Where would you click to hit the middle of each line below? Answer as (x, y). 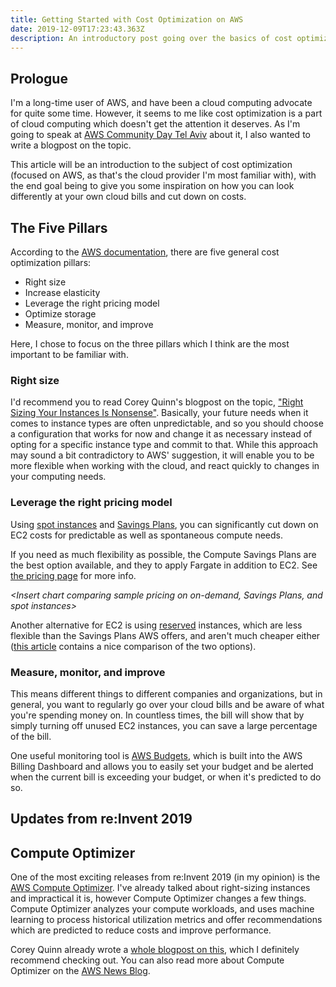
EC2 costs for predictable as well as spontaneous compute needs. (147, 535)
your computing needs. (58, 477)
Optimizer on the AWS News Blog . (80, 971)
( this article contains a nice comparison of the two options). (133, 646)
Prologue (39, 78)
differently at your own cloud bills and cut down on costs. (128, 197)
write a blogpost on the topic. (71, 145)
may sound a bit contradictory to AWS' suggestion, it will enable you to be (162, 455)
